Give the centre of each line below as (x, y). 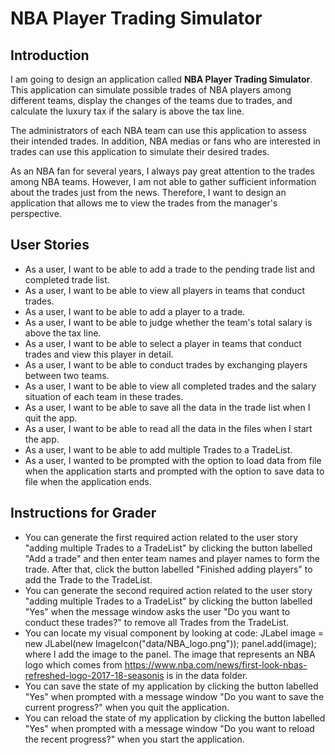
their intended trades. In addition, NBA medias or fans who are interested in (165, 141)
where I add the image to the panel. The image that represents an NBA (170, 654)
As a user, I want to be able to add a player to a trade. (135, 311)
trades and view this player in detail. (99, 354)
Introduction (50, 55)
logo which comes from (73, 664)
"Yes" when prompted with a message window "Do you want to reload (169, 728)
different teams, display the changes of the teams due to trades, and (151, 100)
